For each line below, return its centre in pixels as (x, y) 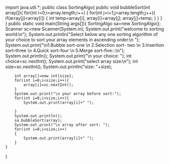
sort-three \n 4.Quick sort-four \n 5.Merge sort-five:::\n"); (65, 51)
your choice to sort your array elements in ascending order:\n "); (73, 40)
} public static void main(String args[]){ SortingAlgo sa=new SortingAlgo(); (83, 23)
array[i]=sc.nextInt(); (48, 85)
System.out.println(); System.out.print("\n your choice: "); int (69, 56)
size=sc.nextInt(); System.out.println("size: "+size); (59, 67)
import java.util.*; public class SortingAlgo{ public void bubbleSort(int (78, 7)
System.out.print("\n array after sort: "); (62, 125)
